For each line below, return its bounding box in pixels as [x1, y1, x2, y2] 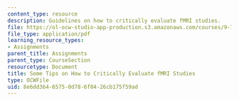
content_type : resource [7, 10, 78, 18]
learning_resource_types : [7, 37, 84, 44]
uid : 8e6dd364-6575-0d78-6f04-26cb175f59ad [7, 83, 139, 90]
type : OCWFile [7, 76, 50, 84]
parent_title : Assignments [7, 51, 87, 58]
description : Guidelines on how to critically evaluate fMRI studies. [7, 17, 221, 24]
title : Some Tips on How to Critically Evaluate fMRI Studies [7, 70, 196, 77]
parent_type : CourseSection [7, 57, 91, 64]
